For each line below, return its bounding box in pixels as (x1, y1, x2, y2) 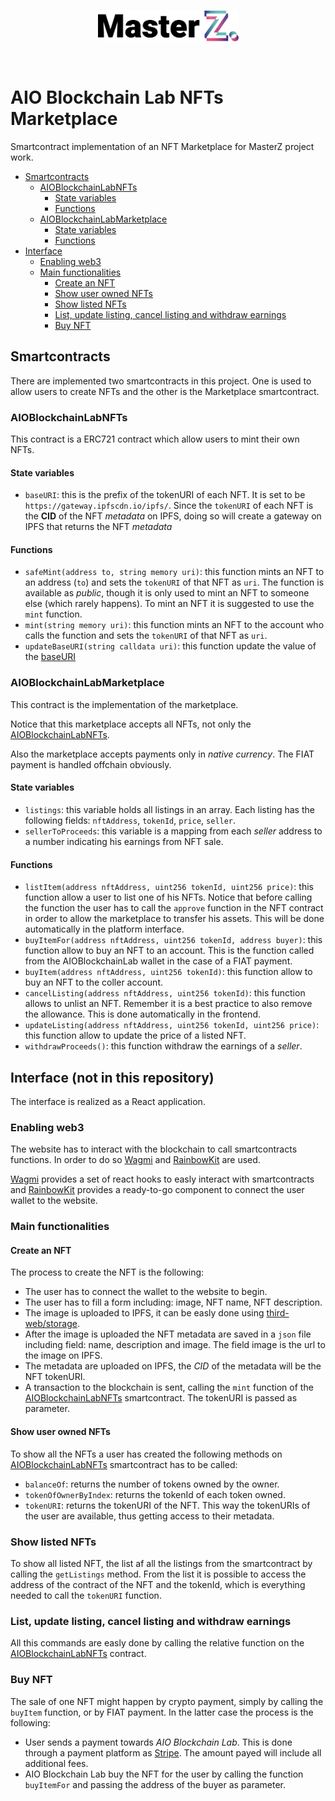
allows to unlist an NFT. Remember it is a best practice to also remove (24, 998, 313, 1010)
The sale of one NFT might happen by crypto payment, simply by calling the (10, 1695, 324, 1707)
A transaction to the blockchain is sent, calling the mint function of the (24, 1381, 314, 1394)
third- (266, 1307, 290, 1319)
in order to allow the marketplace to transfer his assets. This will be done (24, 913, 325, 925)
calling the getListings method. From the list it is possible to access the (10, 1568, 307, 1580)
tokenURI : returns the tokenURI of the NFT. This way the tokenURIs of (24, 1499, 311, 1511)
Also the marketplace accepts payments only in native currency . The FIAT (10, 748, 315, 760)
